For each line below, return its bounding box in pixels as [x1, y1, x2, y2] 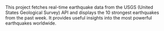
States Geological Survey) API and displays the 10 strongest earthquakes [5, 9, 159, 15]
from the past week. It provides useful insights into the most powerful [5, 15, 152, 20]
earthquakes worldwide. [5, 20, 56, 26]
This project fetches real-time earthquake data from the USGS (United [5, 4, 154, 10]
